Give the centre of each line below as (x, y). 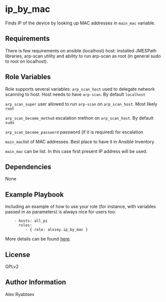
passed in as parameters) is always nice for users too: (61, 212)
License (18, 254)
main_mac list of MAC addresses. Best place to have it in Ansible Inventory (80, 142)
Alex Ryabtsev (20, 294)
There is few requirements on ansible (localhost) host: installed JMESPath (81, 50)
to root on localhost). (27, 61)
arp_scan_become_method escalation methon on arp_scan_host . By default (79, 118)
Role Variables (28, 77)
